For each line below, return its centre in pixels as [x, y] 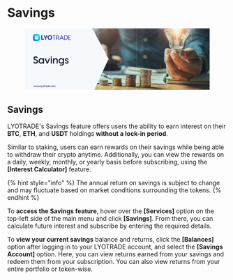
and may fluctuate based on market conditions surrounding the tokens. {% [114, 190]
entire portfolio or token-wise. [50, 269]
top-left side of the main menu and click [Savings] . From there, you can [110, 218]
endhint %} [23, 197]
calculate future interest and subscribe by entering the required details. [110, 226]
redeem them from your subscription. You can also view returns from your [114, 261]
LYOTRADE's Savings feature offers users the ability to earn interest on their [117, 126]
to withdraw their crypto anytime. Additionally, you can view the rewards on [116, 154]
